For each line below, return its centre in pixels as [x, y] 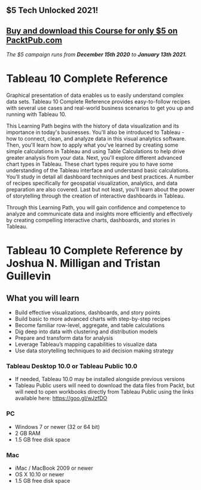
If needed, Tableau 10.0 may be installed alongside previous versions [100, 379]
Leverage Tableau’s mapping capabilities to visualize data [86, 345]
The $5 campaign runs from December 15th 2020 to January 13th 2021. [97, 54]
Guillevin [29, 276]
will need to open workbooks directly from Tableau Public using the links [104, 392]
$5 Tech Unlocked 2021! [52, 10]
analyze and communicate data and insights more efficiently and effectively [99, 214]
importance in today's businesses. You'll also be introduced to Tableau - [95, 132]
